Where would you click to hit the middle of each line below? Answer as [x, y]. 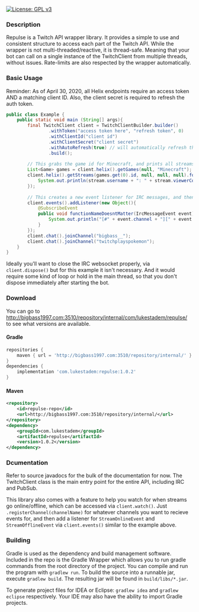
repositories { [25, 350]
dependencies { [25, 366]
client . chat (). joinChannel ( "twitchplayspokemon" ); [91, 241]
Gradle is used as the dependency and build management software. [89, 553]
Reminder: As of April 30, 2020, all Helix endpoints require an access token [98, 91]
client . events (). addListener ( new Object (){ [82, 203]
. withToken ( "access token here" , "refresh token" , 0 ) [116, 131]
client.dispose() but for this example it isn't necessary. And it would [91, 270]
